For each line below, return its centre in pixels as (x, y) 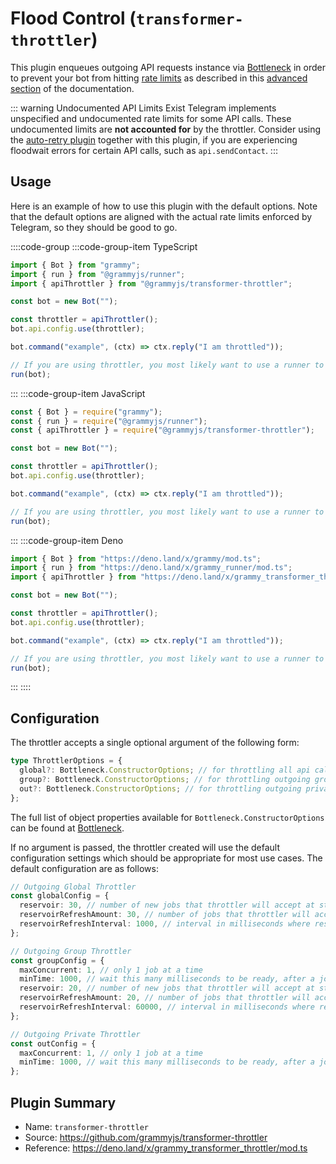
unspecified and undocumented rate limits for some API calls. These (151, 118)
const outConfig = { (53, 1043)
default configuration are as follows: (84, 868)
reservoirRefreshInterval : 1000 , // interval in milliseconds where (165, 924)
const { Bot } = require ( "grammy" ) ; (86, 412)
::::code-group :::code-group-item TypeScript (104, 246)
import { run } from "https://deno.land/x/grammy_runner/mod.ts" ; (151, 568)
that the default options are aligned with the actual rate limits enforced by (161, 216)
